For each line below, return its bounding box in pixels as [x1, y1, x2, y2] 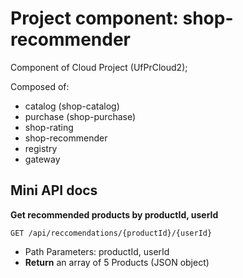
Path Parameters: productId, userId [24, 245, 170, 257]
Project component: [10, 7, 179, 30]
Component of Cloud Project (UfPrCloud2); [10, 61, 188, 73]
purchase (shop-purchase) [24, 110, 137, 122]
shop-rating [24, 121, 74, 133]
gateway [24, 153, 61, 165]
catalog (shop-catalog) [24, 100, 120, 112]
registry [24, 142, 58, 154]
